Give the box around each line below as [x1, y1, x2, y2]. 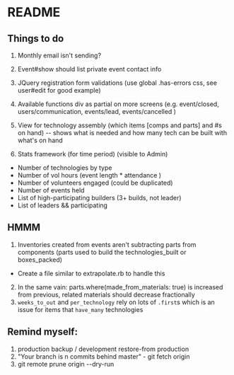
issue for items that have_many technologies [17, 305, 144, 313]
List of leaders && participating [17, 201, 108, 209]
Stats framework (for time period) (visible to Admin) [17, 150, 168, 158]
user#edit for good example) [17, 86, 101, 94]
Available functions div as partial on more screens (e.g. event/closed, [17, 100, 219, 108]
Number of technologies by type [17, 163, 112, 172]
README [7, 4, 61, 21]
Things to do [7, 33, 64, 45]
